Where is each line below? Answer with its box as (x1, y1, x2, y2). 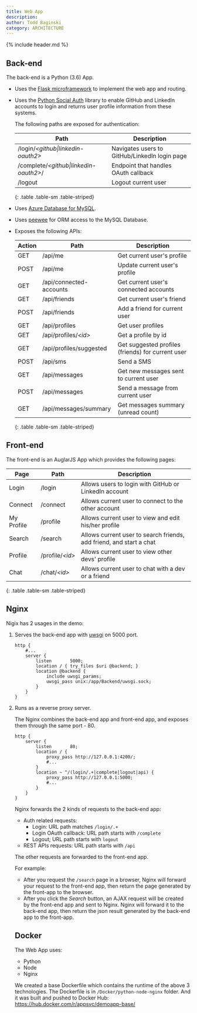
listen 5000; (36, 657, 83, 664)
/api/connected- (42, 278, 89, 286)
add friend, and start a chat (81, 538, 156, 546)
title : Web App (6, 8, 43, 15)
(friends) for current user (117, 348, 186, 356)
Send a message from (117, 384, 178, 392)
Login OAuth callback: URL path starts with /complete (32, 829, 161, 836)
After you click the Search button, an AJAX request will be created (23, 895, 184, 902)
